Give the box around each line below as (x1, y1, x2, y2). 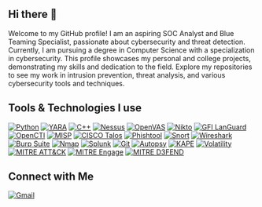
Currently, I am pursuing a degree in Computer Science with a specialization (8, 45, 255, 55)
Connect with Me (8, 170, 94, 183)
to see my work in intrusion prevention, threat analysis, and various (8, 70, 226, 79)
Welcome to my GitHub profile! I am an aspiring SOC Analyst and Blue (8, 28, 234, 38)
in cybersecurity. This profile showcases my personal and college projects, (8, 53, 252, 63)
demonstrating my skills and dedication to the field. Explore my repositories (8, 62, 253, 71)
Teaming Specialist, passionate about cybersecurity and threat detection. (8, 37, 245, 46)
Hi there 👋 (8, 8, 57, 21)
